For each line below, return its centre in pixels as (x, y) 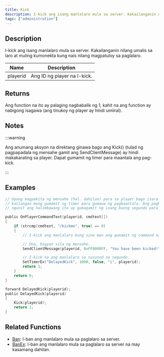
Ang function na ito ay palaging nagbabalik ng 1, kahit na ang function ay (78, 105)
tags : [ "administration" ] (31, 19)
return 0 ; (24, 276)
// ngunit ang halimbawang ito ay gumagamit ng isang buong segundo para (82, 208)
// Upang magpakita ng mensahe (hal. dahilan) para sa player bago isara (82, 199)
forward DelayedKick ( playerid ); (38, 289)
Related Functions (33, 327)
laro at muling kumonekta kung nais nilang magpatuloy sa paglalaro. (73, 56)
